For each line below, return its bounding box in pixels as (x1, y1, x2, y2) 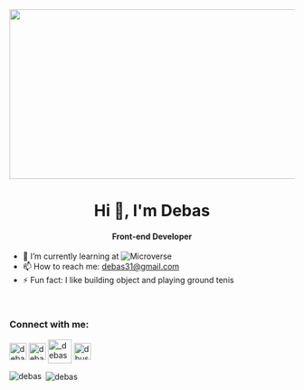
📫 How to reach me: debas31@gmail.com (22, 262, 180, 272)
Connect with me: (9, 319, 90, 331)
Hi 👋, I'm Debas (93, 201, 211, 221)
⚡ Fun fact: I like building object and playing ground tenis (22, 275, 234, 286)
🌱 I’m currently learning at (22, 251, 119, 262)
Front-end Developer (111, 231, 193, 242)
